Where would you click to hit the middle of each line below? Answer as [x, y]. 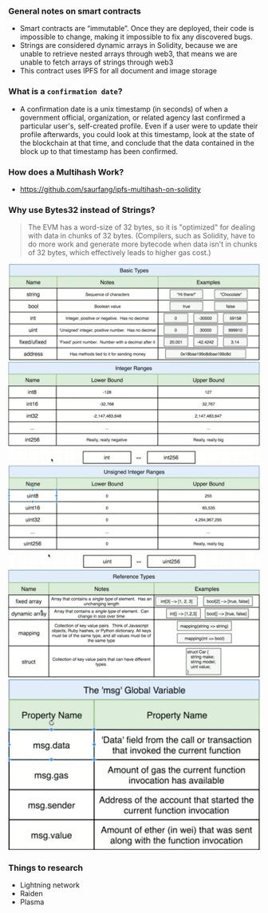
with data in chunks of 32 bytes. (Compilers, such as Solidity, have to [141, 236]
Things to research [46, 868]
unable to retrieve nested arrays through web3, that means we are [128, 54]
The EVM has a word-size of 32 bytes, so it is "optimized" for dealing [141, 227]
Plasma [32, 902]
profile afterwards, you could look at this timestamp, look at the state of [137, 134]
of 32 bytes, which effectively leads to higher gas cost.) [119, 253]
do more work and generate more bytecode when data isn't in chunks [142, 244]
